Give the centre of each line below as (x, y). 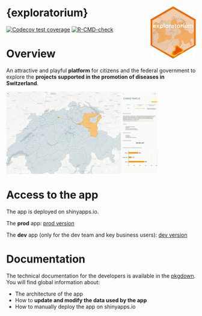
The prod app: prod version (40, 223)
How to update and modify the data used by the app (81, 300)
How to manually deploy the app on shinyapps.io (75, 306)
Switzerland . (23, 83)
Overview (31, 54)
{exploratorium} (47, 13)
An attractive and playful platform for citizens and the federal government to (101, 70)
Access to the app (52, 195)
